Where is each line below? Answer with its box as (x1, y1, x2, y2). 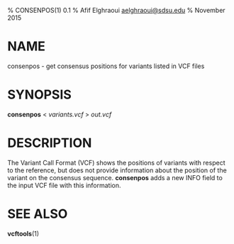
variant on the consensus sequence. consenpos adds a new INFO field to (7, 173, 223, 182)
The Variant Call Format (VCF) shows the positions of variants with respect (7, 158, 225, 167)
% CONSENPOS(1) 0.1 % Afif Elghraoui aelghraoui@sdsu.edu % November (7, 6, 225, 14)
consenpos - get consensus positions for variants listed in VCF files (7, 62, 205, 70)
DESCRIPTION (7, 135, 92, 151)
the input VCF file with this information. (7, 181, 121, 189)
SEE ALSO (7, 206, 68, 222)
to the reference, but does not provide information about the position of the (7, 166, 227, 174)
